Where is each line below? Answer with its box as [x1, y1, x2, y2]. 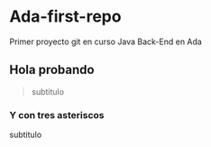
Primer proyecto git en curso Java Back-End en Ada [9, 36, 203, 47]
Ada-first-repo [9, 6, 122, 27]
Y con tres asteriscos [9, 108, 105, 121]
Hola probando [9, 62, 95, 78]
